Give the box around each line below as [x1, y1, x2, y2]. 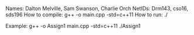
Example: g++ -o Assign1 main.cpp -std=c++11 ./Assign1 [5, 23, 141, 29]
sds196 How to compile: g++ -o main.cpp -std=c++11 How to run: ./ [5, 11, 168, 18]
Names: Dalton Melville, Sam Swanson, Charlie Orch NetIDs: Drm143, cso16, [5, 5, 188, 12]
